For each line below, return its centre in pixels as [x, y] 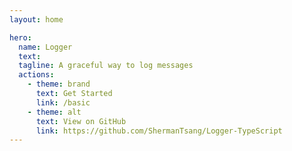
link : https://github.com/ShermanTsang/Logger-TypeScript [159, 131]
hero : [20, 37]
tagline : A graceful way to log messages [106, 66]
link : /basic [63, 102]
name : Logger [45, 47]
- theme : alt [54, 112]
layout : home [36, 19]
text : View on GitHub [81, 121]
